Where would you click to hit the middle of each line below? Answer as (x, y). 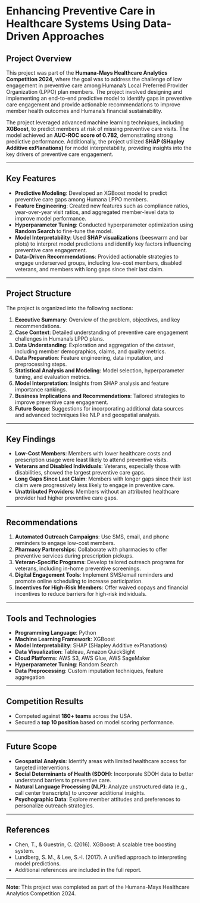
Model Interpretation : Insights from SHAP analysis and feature (92, 383)
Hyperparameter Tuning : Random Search (66, 665)
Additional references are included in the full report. (78, 870)
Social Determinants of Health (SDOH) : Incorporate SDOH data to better (104, 774)
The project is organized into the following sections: (70, 308)
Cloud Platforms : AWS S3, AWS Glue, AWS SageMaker (82, 658)
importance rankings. (41, 389)
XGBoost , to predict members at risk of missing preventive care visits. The (98, 129)
